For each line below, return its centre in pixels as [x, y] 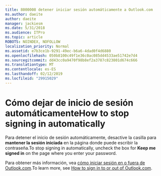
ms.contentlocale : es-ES [31, 70]
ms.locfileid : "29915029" [32, 78]
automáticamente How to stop [67, 113]
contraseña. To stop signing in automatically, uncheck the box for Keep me [80, 148]
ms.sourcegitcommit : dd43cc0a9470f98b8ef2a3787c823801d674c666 [71, 60]
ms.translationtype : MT [30, 65]
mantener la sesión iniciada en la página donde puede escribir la [71, 142]
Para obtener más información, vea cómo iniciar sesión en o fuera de [75, 163]
